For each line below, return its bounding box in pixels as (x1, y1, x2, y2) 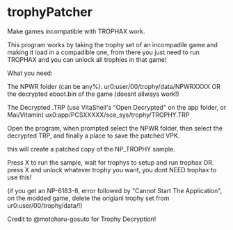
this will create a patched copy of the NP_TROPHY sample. (7, 145, 175, 153)
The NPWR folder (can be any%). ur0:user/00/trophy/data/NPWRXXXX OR (7, 82, 221, 90)
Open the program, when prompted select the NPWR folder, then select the (7, 124, 223, 132)
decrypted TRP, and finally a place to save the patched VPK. (7, 131, 180, 140)
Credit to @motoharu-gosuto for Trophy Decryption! (7, 215, 156, 223)
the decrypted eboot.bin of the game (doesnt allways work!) (7, 90, 179, 98)
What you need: (7, 69, 53, 77)
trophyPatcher (7, 4, 93, 20)
